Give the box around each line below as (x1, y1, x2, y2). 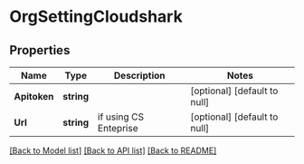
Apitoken (14, 91, 54, 102)
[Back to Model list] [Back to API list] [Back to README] (9, 145, 217, 156)
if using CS (98, 111, 145, 123)
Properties (9, 43, 71, 58)
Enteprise (98, 122, 138, 134)
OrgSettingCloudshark (9, 6, 183, 27)
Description (113, 70, 166, 82)
